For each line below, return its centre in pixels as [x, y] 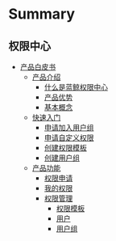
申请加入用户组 [69, 127]
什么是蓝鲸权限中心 [76, 87]
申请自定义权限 [69, 137]
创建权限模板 [65, 148]
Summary [41, 14]
